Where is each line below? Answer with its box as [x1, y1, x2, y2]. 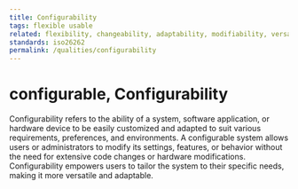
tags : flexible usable [9, 21, 93, 30]
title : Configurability [9, 12, 98, 22]
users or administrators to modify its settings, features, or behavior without [9, 142, 283, 153]
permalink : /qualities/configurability [9, 46, 157, 55]
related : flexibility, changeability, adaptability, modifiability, [9, 29, 268, 38]
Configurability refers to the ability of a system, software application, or [9, 114, 271, 124]
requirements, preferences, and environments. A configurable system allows [9, 132, 289, 143]
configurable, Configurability [9, 84, 229, 105]
